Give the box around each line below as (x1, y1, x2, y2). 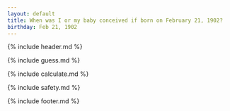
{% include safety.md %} (7, 84, 81, 92)
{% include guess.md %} (7, 56, 80, 65)
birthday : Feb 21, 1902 (7, 23, 78, 30)
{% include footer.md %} (7, 97, 80, 105)
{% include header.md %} (7, 43, 83, 51)
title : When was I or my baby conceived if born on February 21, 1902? (7, 17, 223, 24)
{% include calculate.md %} (7, 70, 89, 78)
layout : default (7, 10, 55, 18)
